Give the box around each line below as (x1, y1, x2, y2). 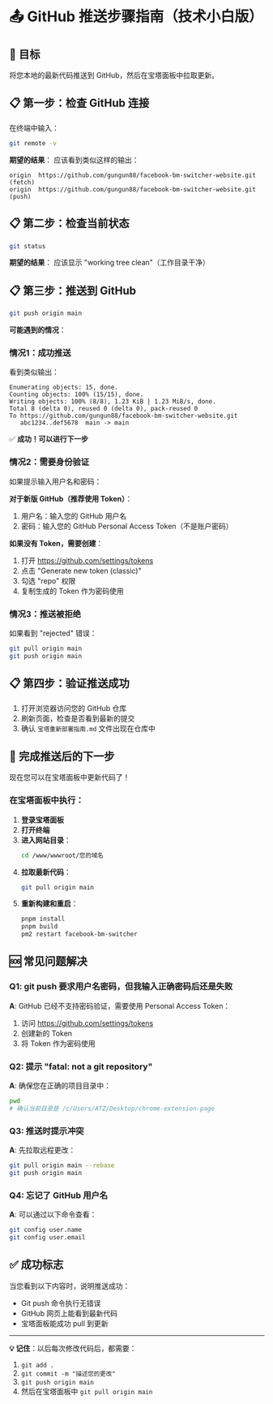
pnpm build (20, 923, 58, 931)
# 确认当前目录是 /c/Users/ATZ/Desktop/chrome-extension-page (9, 1105, 215, 1113)
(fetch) (9, 178, 36, 187)
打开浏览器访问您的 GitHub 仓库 (20, 703, 127, 713)
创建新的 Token (20, 1028, 72, 1038)
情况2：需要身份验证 (9, 456, 90, 467)
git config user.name (9, 1226, 83, 1234)
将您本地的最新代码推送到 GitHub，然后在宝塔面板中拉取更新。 (9, 71, 220, 80)
